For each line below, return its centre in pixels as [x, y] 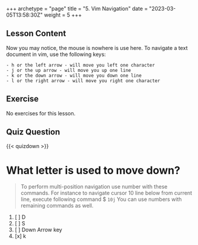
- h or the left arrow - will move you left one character [81, 65]
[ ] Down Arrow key [38, 230]
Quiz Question [33, 132]
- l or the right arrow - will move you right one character [83, 81]
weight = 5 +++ [63, 15]
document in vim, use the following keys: [56, 54]
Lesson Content [36, 34]
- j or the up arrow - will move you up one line [69, 70]
